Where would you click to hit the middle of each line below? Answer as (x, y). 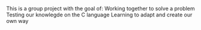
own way (17, 21)
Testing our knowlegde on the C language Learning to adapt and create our (99, 15)
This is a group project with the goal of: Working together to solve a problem (100, 9)
